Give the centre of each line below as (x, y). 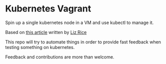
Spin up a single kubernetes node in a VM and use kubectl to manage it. (79, 22)
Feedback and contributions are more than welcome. (60, 57)
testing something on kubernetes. (40, 47)
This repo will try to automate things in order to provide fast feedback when (83, 42)
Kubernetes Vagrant (48, 9)
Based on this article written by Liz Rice (46, 32)
